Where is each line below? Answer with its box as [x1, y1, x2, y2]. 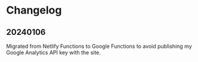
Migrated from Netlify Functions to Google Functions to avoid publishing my [6, 43, 192, 50]
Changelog [6, 4, 62, 17]
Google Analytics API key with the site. [6, 49, 101, 56]
